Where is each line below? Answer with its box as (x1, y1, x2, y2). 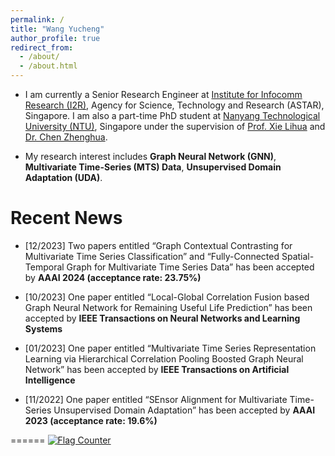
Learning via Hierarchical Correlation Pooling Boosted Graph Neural (24, 352, 304, 365)
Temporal (24, 261, 65, 273)
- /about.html (19, 61, 78, 71)
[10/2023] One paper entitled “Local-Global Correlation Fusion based (24, 291, 310, 303)
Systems (24, 322, 63, 335)
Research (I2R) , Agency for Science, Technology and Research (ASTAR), (24, 99, 325, 111)
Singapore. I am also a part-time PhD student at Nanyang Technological (24, 110, 321, 121)
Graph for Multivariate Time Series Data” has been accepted (66, 261, 315, 273)
